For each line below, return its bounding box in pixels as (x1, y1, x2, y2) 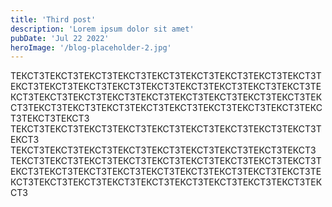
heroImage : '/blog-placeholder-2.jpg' (10, 42, 172, 53)
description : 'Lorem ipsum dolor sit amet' (10, 24, 195, 34)
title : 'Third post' (10, 14, 97, 25)
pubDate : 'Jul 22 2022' (10, 33, 110, 43)
